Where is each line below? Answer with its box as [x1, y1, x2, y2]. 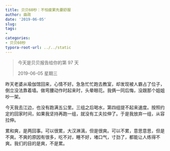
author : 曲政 [5, 12, 31, 17]
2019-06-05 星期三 [17, 70, 58, 76]
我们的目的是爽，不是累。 [14, 140, 67, 146]
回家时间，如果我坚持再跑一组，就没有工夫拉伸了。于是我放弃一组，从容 [14, 111, 165, 117]
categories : [5, 36, 30, 41]
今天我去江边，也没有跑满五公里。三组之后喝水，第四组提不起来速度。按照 [5, 104, 160, 110]
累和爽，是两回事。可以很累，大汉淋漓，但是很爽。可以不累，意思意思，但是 [5, 127, 165, 134]
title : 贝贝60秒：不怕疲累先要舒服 [5, 7, 71, 13]
